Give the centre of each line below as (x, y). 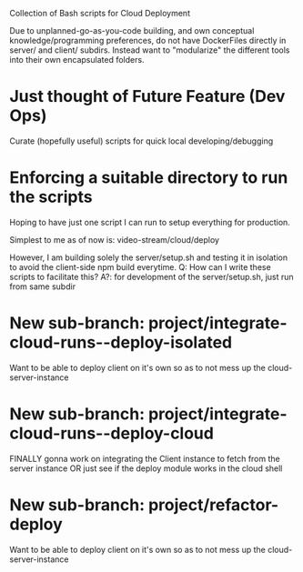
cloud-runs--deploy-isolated (121, 342)
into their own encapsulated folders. (77, 60)
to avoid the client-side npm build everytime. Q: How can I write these (140, 266)
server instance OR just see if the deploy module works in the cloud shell (146, 468)
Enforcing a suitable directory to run (149, 178)
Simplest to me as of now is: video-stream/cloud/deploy (115, 239)
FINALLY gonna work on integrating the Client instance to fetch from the (145, 458)
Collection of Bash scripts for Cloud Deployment (100, 13)
